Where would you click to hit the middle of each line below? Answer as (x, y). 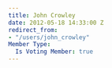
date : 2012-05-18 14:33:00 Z (56, 23)
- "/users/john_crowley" (49, 37)
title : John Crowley (42, 15)
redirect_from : (33, 30)
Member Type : (30, 45)
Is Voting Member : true (54, 52)
